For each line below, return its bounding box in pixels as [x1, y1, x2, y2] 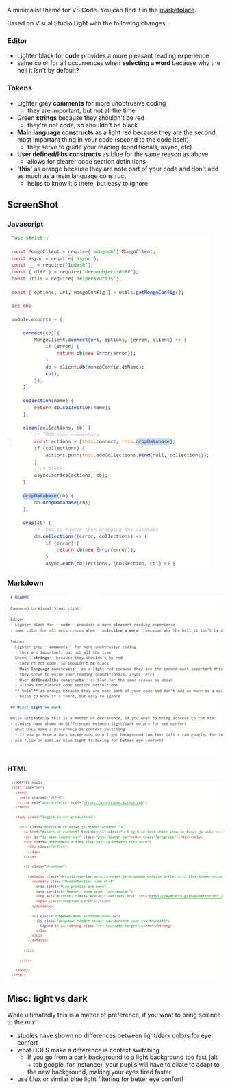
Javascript [7, 219, 44, 229]
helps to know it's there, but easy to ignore [27, 179, 149, 187]
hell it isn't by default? [16, 66, 79, 75]
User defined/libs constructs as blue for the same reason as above [16, 150, 209, 158]
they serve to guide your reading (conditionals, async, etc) [27, 143, 192, 151]
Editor [7, 36, 28, 45]
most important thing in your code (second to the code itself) [16, 135, 190, 143]
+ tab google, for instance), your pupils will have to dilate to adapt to [27, 1061, 220, 1069]
